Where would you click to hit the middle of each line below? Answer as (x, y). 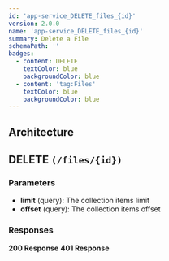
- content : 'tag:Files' (56, 84)
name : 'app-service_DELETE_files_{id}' (76, 31)
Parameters (32, 182)
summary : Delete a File (49, 39)
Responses (31, 230)
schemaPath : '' (34, 46)
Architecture (41, 132)
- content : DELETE (47, 62)
